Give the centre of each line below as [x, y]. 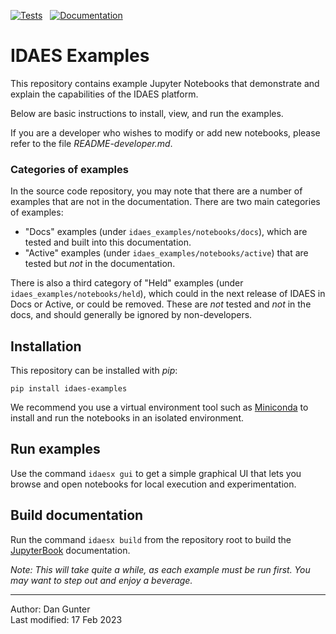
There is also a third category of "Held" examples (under [127, 283]
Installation [46, 346]
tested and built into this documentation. [108, 242]
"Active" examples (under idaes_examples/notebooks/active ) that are [166, 253]
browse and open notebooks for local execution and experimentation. [153, 484]
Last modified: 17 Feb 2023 [66, 619]
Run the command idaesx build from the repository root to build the [151, 539]
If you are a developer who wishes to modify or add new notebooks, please [165, 132]
